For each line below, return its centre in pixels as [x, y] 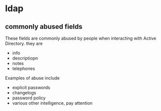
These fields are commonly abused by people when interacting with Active [81, 38]
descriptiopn [25, 58]
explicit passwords [31, 88]
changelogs [24, 93]
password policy [29, 98]
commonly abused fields [44, 27]
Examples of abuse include [32, 78]
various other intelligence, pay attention [52, 103]
